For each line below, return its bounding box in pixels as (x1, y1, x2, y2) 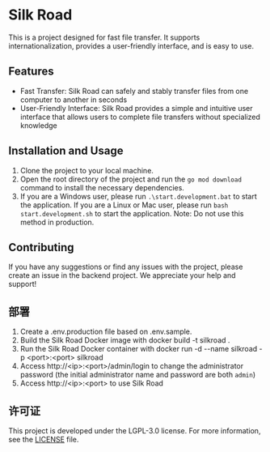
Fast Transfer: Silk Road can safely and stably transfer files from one (19, 86, 249, 96)
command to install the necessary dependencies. (19, 182, 184, 192)
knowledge (19, 120, 58, 130)
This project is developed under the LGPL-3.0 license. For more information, (8, 426, 261, 435)
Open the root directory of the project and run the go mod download (19, 174, 243, 184)
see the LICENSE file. (8, 435, 79, 444)
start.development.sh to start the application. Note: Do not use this (19, 208, 244, 218)
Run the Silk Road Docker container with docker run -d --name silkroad (19, 344, 258, 354)
